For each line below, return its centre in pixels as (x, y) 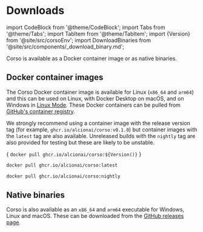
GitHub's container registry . (41, 111)
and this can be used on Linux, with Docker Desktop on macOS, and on (95, 98)
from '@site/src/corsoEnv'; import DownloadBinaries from (79, 40)
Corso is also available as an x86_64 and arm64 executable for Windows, (95, 210)
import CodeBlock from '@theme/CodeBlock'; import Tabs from (86, 27)
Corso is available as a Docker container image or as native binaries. (92, 58)
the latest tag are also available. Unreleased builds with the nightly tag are (101, 136)
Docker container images (55, 77)
